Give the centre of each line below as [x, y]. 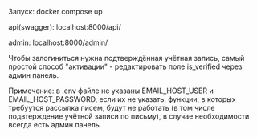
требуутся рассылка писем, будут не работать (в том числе [112, 108]
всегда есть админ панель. [55, 125]
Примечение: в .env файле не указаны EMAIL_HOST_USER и [111, 91]
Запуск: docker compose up [55, 12]
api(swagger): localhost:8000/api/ [65, 27]
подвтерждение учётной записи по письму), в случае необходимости [129, 116]
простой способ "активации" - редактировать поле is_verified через [125, 66]
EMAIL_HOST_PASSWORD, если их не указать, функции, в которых [122, 99]
